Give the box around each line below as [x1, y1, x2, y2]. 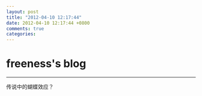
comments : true [6, 25, 44, 32]
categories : [6, 31, 36, 37]
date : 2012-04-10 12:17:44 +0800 [6, 20, 90, 26]
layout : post [6, 8, 39, 15]
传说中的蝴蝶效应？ [6, 83, 54, 91]
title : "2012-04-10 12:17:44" [6, 14, 82, 20]
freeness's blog [6, 57, 87, 71]
